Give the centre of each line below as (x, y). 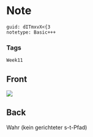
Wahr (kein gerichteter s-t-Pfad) (47, 127)
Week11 (15, 61)
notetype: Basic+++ (31, 32)
